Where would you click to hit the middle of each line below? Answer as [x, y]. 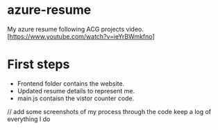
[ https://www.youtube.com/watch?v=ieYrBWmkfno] [81, 36]
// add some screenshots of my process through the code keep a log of [109, 111]
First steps [39, 65]
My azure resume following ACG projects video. [76, 29]
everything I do [29, 119]
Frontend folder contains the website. [71, 83]
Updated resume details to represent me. [76, 91]
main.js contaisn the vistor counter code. [76, 98]
